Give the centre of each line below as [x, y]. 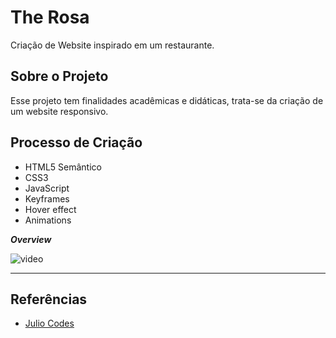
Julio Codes [49, 323]
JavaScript [47, 188]
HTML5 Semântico [63, 167]
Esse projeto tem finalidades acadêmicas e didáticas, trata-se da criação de [167, 100]
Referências [49, 299]
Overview [31, 239]
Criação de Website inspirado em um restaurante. [112, 45]
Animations [48, 220]
